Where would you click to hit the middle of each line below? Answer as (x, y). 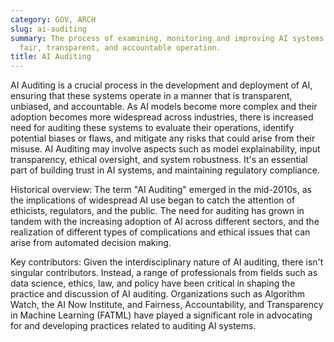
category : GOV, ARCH (53, 19)
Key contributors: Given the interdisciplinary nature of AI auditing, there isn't (167, 262)
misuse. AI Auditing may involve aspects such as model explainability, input (165, 149)
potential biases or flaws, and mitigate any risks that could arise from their (163, 138)
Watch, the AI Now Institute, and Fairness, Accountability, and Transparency (167, 305)
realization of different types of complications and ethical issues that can (160, 232)
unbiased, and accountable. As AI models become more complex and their (164, 107)
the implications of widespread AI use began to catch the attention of (153, 200)
